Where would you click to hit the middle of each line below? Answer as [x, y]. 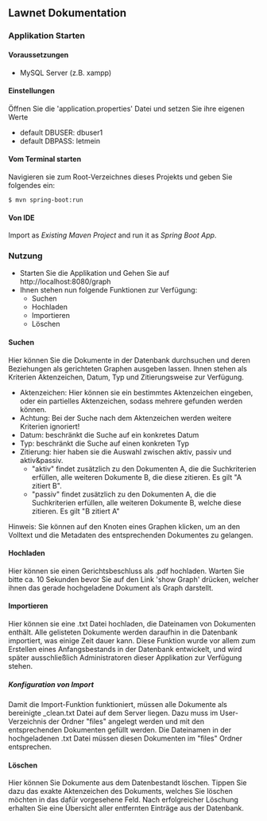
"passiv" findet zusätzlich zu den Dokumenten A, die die [124, 494]
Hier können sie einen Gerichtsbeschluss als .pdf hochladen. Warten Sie [126, 571]
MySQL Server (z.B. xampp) [66, 73]
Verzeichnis [27, 721]
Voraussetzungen [39, 54]
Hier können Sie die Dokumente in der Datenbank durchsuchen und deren [129, 360]
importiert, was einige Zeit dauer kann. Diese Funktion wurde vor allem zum [132, 641]
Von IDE [21, 218]
